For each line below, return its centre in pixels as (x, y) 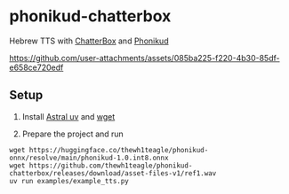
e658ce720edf (36, 67)
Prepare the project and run (73, 134)
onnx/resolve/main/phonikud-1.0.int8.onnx (89, 158)
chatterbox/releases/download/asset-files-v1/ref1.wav (113, 173)
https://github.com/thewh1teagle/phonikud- (111, 166)
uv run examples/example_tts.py (69, 181)
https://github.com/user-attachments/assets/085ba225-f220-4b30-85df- (144, 58)
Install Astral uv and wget (68, 116)
